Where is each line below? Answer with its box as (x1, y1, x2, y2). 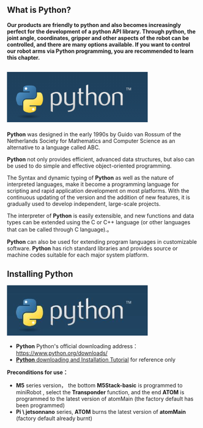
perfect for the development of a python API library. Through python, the (7, 28, 196, 35)
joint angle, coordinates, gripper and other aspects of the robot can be (7, 34, 189, 42)
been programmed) (15, 402, 65, 409)
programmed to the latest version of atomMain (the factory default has (15, 395, 194, 403)
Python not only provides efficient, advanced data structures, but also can (7, 155, 195, 163)
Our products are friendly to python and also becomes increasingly (7, 21, 181, 28)
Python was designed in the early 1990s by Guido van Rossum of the (7, 130, 182, 138)
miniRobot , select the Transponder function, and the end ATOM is (15, 389, 185, 396)
